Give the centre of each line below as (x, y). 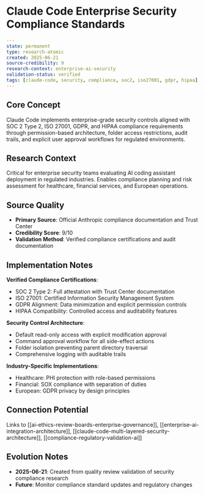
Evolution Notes (37, 457)
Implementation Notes (50, 265)
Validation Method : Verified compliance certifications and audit (95, 239)
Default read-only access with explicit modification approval (91, 335)
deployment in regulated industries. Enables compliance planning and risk (99, 180)
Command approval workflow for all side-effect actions (85, 341)
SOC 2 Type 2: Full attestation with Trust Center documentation (95, 292)
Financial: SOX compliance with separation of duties (81, 384)
